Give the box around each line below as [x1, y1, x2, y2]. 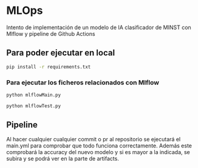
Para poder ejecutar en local [6, 48, 115, 58]
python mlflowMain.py [6, 92, 61, 98]
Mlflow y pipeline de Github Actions [6, 30, 95, 37]
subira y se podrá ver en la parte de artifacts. [6, 155, 120, 163]
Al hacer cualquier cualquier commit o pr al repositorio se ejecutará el [6, 136, 181, 143]
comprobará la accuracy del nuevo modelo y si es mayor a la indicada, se [6, 149, 190, 156]
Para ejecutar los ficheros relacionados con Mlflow [6, 78, 160, 87]
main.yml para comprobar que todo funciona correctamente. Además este [6, 142, 193, 149]
